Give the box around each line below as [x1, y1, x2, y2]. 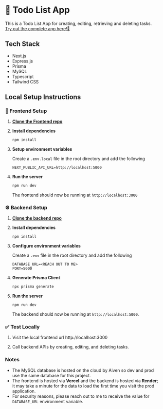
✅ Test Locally [5, 324, 40, 330]
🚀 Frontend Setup [5, 107, 47, 114]
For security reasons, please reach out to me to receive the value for [12, 393, 150, 399]
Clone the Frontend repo [12, 119, 63, 124]
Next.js [12, 53, 27, 59]
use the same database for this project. [12, 372, 91, 378]
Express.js [12, 58, 33, 64]
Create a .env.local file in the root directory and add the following [12, 156, 145, 162]
